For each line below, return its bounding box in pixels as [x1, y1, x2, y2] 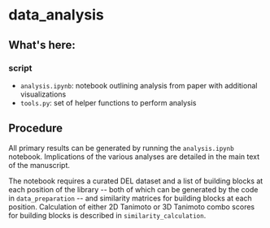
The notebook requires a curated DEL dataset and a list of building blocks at [8, 176, 263, 186]
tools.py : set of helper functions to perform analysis [20, 97, 197, 107]
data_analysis [8, 6, 104, 24]
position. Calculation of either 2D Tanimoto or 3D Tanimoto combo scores [8, 201, 255, 212]
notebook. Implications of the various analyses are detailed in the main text [8, 152, 260, 161]
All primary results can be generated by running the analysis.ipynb [8, 143, 234, 153]
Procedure [8, 122, 63, 136]
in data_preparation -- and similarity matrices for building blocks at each [8, 193, 252, 203]
